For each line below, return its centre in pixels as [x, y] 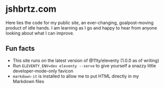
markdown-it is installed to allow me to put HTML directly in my [76, 76]
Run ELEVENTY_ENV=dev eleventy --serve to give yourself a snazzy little [84, 65]
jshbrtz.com [31, 9]
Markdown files [28, 81]
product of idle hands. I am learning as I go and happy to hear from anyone [81, 28]
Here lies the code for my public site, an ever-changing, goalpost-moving [80, 23]
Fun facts [20, 48]
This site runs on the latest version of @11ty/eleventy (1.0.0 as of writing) [86, 60]
